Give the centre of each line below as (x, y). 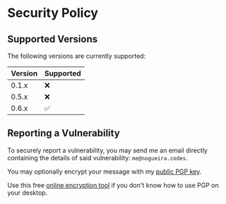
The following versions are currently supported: (77, 56)
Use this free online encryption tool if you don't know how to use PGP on (113, 185)
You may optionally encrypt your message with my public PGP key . (105, 172)
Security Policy (53, 13)
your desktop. (28, 193)
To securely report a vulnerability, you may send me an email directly (108, 150)
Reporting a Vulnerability (64, 133)
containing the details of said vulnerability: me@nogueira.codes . (98, 157)
